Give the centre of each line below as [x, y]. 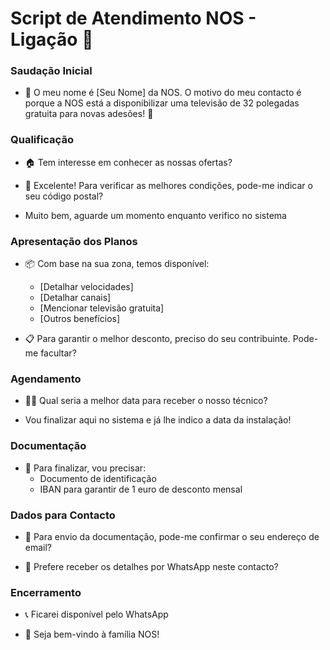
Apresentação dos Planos [74, 241]
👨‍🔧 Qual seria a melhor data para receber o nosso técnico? [146, 401]
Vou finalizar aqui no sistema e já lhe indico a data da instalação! [158, 420]
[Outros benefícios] [80, 319]
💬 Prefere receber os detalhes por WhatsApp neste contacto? [151, 566]
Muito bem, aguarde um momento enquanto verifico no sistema [155, 215]
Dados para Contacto [63, 515]
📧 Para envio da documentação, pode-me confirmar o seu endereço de [172, 536]
